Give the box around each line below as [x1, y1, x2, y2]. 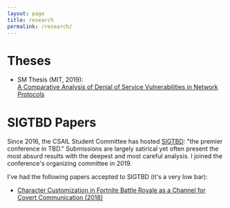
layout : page [7, 10, 45, 17]
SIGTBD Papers [7, 115, 97, 130]
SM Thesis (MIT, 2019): [17, 75, 84, 84]
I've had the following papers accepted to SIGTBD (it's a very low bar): [7, 173, 208, 181]
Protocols [17, 91, 45, 99]
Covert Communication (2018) [17, 193, 104, 202]
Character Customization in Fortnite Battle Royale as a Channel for [17, 186, 206, 194]
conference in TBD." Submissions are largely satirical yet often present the [7, 144, 219, 153]
